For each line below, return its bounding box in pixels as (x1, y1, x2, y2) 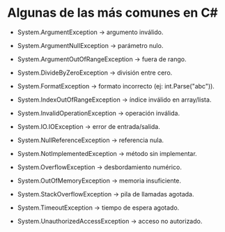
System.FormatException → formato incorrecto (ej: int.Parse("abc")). (17, 82, 215, 90)
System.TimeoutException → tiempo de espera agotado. (17, 203, 180, 212)
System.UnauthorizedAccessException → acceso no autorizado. (17, 217, 203, 225)
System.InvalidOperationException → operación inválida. (17, 109, 180, 117)
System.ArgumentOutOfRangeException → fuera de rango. (17, 54, 187, 63)
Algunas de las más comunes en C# (7, 5, 218, 21)
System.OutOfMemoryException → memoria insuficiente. (17, 176, 182, 185)
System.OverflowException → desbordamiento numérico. (17, 162, 183, 171)
